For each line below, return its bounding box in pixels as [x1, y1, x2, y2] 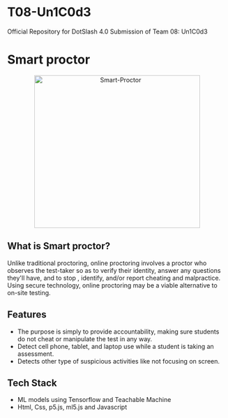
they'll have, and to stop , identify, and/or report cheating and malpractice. [7, 274, 221, 282]
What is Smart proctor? [7, 240, 111, 252]
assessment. [17, 350, 54, 358]
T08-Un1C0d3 [7, 4, 92, 20]
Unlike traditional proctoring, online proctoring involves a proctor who [7, 259, 207, 267]
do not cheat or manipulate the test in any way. [17, 334, 153, 343]
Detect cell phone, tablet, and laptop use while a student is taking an [17, 342, 214, 350]
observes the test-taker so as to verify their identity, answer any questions [7, 266, 221, 274]
